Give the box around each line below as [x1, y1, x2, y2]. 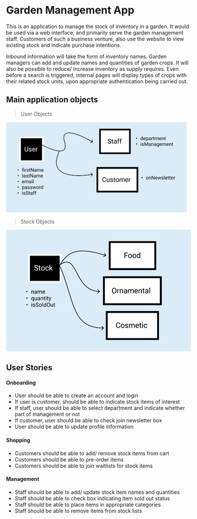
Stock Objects [20, 218, 55, 226]
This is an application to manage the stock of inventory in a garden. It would [6, 23, 189, 30]
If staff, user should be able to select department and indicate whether [14, 405, 185, 412]
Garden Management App [6, 4, 135, 17]
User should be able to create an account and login [14, 392, 139, 399]
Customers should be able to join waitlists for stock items [14, 462, 153, 469]
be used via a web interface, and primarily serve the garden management [6, 29, 184, 36]
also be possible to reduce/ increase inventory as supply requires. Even [6, 65, 179, 72]
